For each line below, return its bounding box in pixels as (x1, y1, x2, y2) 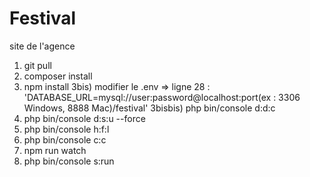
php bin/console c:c (23, 133, 107, 146)
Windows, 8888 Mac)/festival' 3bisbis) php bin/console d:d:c (23, 102, 276, 114)
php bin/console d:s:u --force (23, 112, 146, 124)
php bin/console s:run (23, 155, 115, 167)
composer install (23, 70, 93, 82)
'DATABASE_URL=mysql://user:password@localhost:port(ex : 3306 (23, 91, 301, 103)
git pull (23, 59, 52, 71)
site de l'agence (9, 40, 76, 52)
